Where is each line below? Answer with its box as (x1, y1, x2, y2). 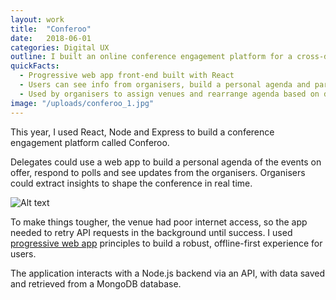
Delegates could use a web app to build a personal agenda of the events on (10, 156, 322, 168)
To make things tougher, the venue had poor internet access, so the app (10, 216, 308, 228)
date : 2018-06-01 (10, 33, 92, 43)
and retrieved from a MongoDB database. (10, 277, 182, 290)
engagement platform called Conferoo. (10, 136, 170, 148)
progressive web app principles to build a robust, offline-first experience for (10, 237, 323, 249)
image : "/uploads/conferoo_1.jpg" (10, 98, 155, 108)
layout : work (10, 14, 65, 25)
